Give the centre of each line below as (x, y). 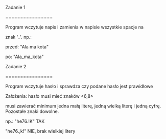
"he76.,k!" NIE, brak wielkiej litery (40, 131)
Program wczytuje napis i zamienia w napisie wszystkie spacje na (75, 27)
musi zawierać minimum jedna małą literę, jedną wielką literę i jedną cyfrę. (83, 106)
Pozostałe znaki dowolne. (32, 111)
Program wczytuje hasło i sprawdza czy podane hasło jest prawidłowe (79, 86)
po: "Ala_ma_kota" (25, 57)
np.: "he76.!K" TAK (25, 121)
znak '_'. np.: (18, 37)
